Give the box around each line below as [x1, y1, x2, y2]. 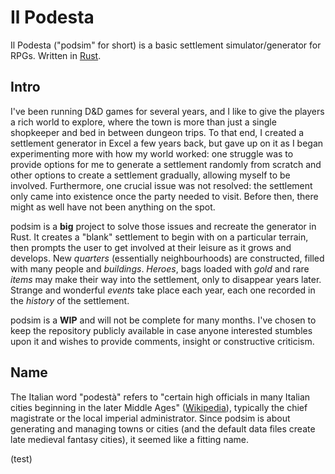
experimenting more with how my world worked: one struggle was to [10, 147, 294, 160]
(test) [10, 452, 33, 465]
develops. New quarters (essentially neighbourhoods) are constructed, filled [10, 252, 325, 264]
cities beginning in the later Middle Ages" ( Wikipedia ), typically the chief [10, 401, 308, 413]
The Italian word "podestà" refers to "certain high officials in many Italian [10, 391, 311, 403]
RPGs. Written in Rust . [10, 49, 102, 61]
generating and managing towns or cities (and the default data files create [10, 422, 316, 435]
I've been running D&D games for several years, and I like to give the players [10, 105, 325, 117]
